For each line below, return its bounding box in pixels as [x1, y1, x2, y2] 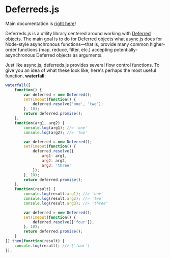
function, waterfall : [5, 72, 46, 79]
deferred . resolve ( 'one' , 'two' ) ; [32, 101, 103, 107]
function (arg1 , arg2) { [14, 120, 65, 125]
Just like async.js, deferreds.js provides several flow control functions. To [5, 62, 160, 68]
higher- [150, 41, 165, 47]
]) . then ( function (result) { [5, 239, 65, 244]
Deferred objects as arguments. [36, 52, 103, 58]
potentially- [114, 46, 138, 53]
